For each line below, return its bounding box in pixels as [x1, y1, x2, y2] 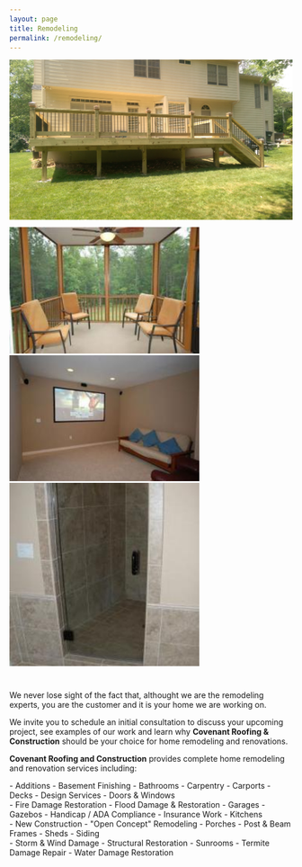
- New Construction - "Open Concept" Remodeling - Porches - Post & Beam [9, 818, 291, 829]
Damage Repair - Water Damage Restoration [9, 846, 173, 858]
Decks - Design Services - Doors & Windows [9, 790, 175, 800]
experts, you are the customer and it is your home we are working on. [9, 699, 267, 710]
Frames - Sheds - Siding [9, 827, 101, 838]
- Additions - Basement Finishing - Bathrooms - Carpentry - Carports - [9, 780, 271, 791]
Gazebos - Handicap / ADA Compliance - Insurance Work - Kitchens [9, 809, 263, 819]
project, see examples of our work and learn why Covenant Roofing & [9, 726, 270, 737]
